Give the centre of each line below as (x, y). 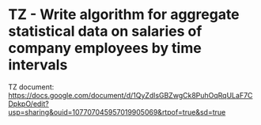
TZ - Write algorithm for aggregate (124, 15)
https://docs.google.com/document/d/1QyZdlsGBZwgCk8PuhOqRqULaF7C (130, 95)
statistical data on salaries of (105, 31)
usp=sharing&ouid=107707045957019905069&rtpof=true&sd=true (117, 112)
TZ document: (31, 87)
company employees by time (105, 48)
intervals (38, 65)
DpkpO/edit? (28, 104)
